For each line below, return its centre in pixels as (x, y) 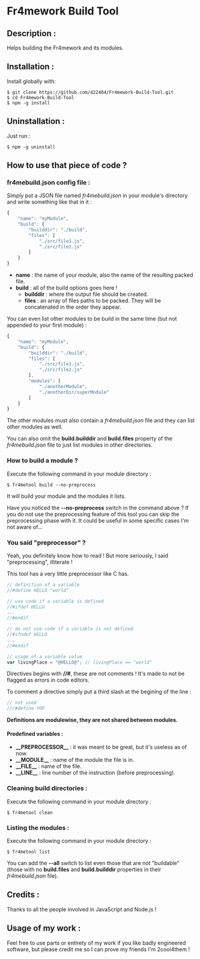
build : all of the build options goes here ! (66, 288)
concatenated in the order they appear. (73, 307)
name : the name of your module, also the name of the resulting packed (104, 275)
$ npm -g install (29, 103)
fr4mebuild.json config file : (49, 182)
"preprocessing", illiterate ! (40, 562)
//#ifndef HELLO (27, 635)
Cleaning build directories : (47, 788)
